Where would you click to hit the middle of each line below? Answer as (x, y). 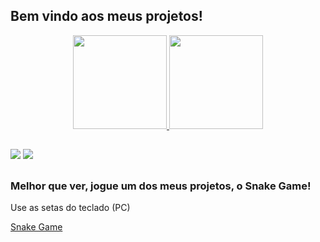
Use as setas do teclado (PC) (70, 207)
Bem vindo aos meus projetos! (106, 16)
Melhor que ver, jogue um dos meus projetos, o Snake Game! (161, 186)
